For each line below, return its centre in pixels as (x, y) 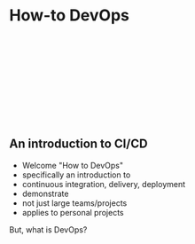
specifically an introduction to (76, 175)
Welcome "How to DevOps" (73, 165)
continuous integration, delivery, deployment (104, 184)
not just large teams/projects (74, 203)
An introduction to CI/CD (78, 144)
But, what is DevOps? (48, 229)
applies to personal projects (73, 212)
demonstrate (45, 193)
